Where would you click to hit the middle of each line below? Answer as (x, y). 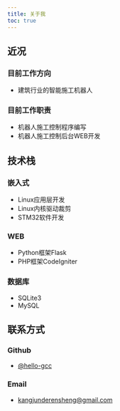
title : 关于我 (27, 14)
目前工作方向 (29, 73)
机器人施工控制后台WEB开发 (59, 136)
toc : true (22, 21)
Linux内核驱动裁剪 (44, 209)
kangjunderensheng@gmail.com (65, 400)
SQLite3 (29, 298)
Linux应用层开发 (41, 199)
